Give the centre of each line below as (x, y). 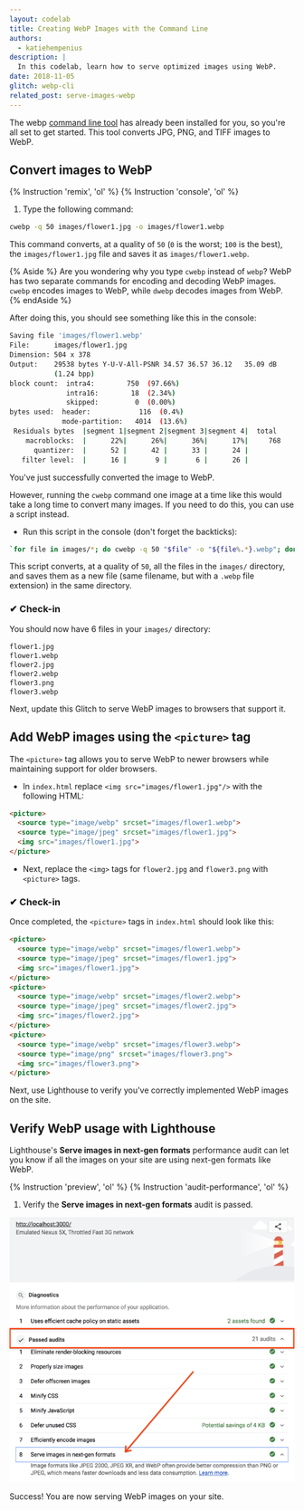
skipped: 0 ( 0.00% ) (121, 403)
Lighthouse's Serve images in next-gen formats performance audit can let (149, 1151)
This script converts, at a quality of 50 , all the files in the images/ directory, (147, 567)
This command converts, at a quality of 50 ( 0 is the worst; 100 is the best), (146, 244)
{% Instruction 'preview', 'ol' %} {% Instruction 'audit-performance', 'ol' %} (149, 1187)
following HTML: (53, 796)
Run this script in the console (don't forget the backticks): (130, 531)
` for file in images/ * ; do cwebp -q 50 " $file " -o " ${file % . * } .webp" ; (145, 549)
